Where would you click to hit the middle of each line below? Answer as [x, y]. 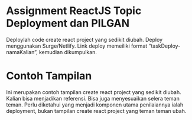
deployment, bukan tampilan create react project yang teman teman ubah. [96, 111]
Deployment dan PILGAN [68, 23]
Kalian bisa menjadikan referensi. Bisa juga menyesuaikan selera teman [93, 98]
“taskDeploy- [165, 46]
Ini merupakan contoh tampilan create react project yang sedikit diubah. [94, 92]
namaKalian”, [22, 52]
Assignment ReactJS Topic [74, 11]
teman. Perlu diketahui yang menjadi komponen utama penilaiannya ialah [95, 105]
